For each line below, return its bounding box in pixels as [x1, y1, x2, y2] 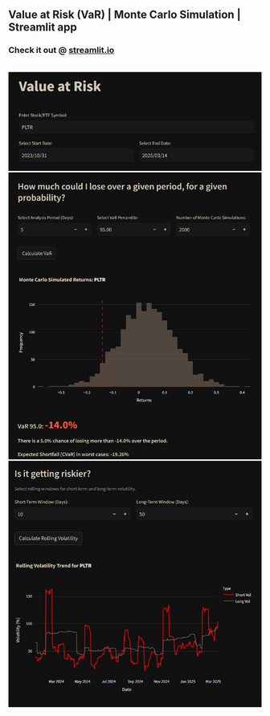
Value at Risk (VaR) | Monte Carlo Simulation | [8, 8, 241, 22]
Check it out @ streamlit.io [8, 45, 115, 56]
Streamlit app [8, 21, 78, 35]
